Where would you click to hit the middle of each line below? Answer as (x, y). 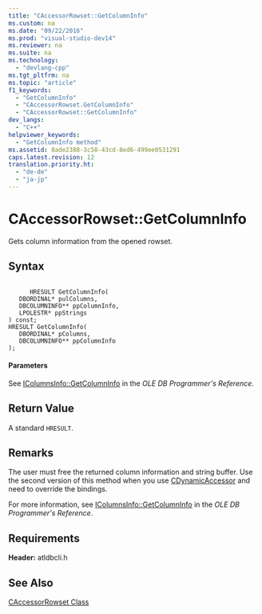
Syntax (26, 266)
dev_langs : (26, 120)
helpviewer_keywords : (44, 134)
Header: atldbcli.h (38, 558)
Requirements (44, 538)
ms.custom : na (32, 23)
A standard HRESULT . (41, 427)
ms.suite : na (30, 53)
